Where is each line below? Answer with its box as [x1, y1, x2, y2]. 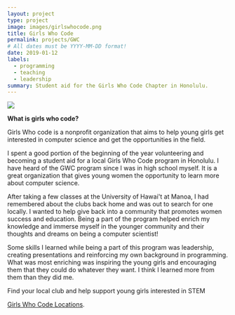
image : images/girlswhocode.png [7, 23, 102, 30]
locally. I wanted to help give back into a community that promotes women [7, 208, 222, 216]
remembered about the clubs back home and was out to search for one [7, 200, 213, 208]
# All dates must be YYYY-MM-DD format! [7, 43, 128, 50]
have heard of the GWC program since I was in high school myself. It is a [7, 164, 217, 173]
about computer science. [7, 179, 80, 187]
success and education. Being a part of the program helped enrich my [7, 215, 210, 223]
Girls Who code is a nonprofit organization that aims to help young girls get [7, 128, 224, 137]
